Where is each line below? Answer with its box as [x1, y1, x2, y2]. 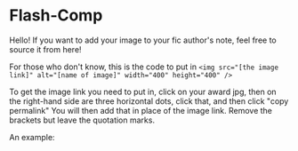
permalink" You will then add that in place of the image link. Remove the [9, 105, 273, 115]
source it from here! [9, 44, 82, 54]
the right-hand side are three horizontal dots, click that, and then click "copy [9, 95, 289, 107]
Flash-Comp [9, 5, 103, 26]
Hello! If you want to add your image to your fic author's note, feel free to [9, 35, 278, 45]
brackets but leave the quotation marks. [9, 115, 156, 125]
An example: [9, 131, 55, 142]
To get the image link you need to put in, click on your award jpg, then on [9, 86, 278, 97]
